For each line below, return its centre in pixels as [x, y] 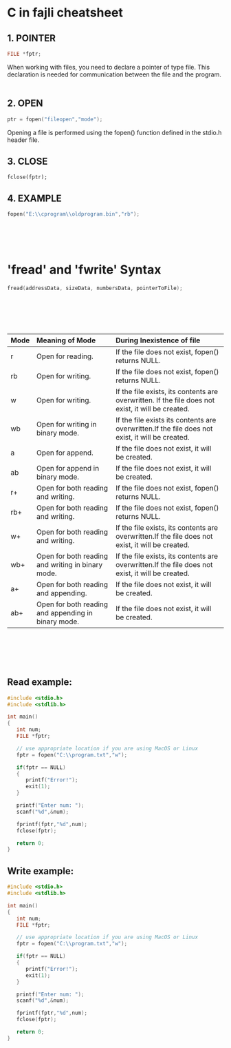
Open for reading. [65, 356]
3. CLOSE [27, 161]
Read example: [40, 682]
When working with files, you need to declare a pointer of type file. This [109, 67]
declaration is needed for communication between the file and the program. [114, 74]
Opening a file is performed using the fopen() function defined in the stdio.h [114, 132]
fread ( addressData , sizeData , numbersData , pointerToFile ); [95, 288]
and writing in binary [70, 564]
